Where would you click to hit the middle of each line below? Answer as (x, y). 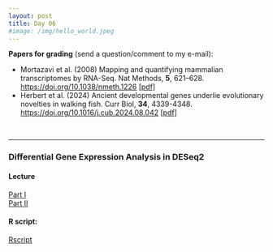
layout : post (30, 16)
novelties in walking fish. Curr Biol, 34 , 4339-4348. (106, 104)
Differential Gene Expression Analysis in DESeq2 (106, 157)
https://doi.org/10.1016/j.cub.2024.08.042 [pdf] (98, 113)
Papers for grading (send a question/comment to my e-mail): (111, 54)
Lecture (22, 176)
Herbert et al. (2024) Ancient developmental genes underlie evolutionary (142, 96)
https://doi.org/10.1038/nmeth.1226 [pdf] (88, 87)
